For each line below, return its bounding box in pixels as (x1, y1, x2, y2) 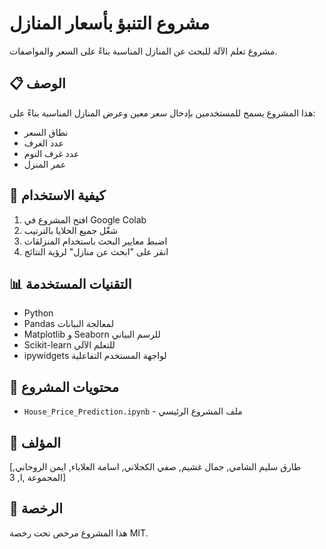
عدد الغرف (23, 137, 64, 149)
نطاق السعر (23, 126, 69, 138)
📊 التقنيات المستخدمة (9, 275, 132, 292)
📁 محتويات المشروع (9, 378, 120, 396)
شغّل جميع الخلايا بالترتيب (23, 224, 119, 236)
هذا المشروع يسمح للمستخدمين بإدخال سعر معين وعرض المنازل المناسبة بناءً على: (9, 107, 316, 119)
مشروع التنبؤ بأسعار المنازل (9, 12, 211, 35)
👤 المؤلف (9, 434, 62, 451)
